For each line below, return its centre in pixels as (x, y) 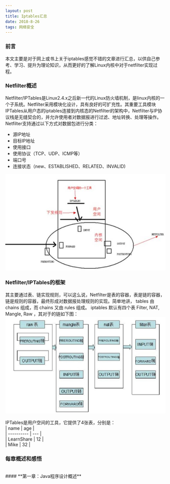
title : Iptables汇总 (26, 16)
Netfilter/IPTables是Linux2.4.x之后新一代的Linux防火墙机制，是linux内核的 (83, 98)
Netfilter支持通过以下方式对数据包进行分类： (52, 123)
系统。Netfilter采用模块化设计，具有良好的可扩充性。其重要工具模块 (85, 104)
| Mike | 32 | (18, 444)
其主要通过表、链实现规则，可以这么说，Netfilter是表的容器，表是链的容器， (85, 294)
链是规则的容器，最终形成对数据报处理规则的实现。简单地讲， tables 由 (80, 301)
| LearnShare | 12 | (25, 439)
